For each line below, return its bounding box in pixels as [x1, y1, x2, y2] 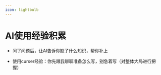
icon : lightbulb [5, 7, 39, 12]
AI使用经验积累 [5, 30, 66, 41]
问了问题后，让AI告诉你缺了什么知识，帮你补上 [12, 48, 108, 54]
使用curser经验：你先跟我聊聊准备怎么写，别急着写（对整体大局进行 [12, 58, 152, 64]
